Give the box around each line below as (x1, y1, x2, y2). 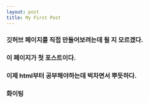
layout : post (6, 9, 40, 15)
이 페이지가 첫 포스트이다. (6, 54, 76, 62)
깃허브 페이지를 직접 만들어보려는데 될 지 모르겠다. (6, 36, 144, 44)
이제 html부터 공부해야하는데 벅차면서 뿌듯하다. (6, 71, 137, 80)
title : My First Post (6, 15, 61, 21)
